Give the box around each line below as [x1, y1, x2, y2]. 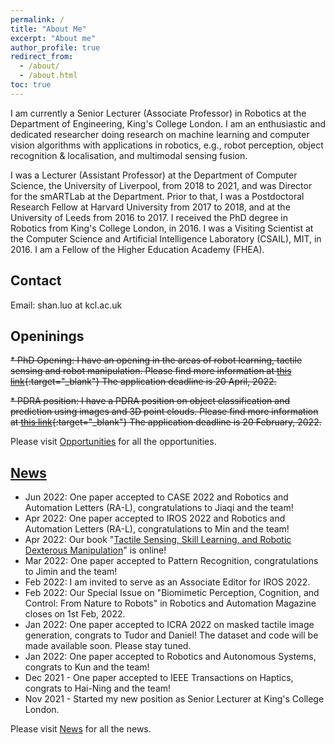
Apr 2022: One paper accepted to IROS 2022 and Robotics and [24, 512, 286, 525]
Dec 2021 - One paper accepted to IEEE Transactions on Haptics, [24, 672, 294, 684]
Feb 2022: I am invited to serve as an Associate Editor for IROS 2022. [24, 576, 311, 588]
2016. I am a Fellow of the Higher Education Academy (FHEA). [10, 243, 265, 255]
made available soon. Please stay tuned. [24, 640, 192, 652]
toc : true [10, 80, 52, 90]
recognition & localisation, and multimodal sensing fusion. [10, 149, 248, 161]
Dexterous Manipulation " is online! [24, 544, 167, 556]
